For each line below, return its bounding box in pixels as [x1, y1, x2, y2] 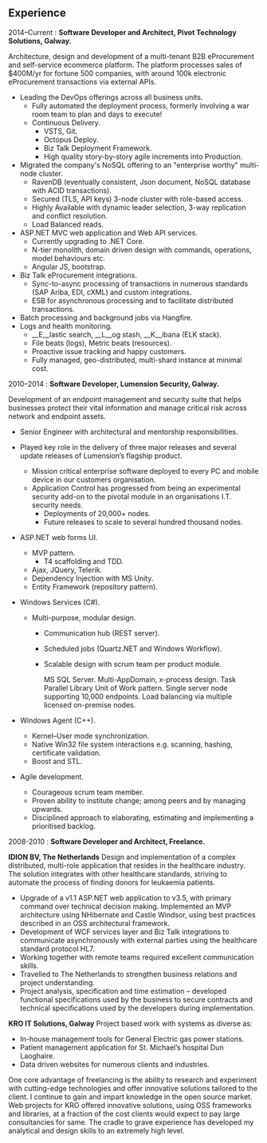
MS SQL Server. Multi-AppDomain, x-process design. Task [43, 674, 237, 684]
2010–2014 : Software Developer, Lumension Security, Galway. [8, 379, 220, 388]
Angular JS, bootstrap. [31, 262, 106, 271]
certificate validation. [31, 747, 101, 757]
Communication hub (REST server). [43, 628, 160, 637]
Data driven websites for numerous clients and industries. [19, 1059, 210, 1069]
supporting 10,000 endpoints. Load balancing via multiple [43, 692, 233, 701]
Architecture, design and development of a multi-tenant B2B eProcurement [8, 51, 255, 61]
